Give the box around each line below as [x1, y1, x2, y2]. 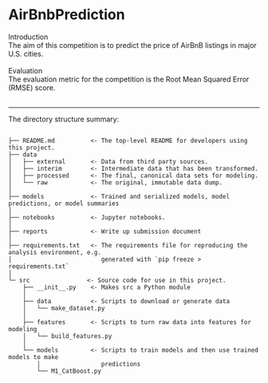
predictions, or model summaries [8, 199, 120, 207]
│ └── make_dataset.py [22, 304, 105, 312]
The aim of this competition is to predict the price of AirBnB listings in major [8, 40, 257, 49]
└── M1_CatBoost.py [37, 367, 102, 375]
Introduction [8, 32, 49, 41]
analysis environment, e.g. [8, 248, 102, 256]
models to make [8, 353, 59, 361]
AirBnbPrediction [8, 6, 125, 24]
